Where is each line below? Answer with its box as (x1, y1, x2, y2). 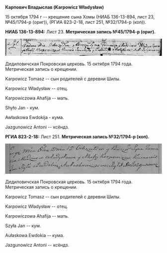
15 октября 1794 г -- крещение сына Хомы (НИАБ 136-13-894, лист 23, (5, 14, 155, 19)
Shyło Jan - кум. (5, 105, 40, 111)
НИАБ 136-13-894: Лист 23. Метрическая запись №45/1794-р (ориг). (5, 29, 156, 34)
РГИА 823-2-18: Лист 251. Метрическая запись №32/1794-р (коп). (5, 133, 150, 139)
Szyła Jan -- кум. (5, 223, 41, 229)
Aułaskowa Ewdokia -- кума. (5, 233, 65, 239)
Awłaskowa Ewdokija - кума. (5, 114, 64, 120)
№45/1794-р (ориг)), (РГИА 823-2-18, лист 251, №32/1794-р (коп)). (5, 19, 147, 25)
